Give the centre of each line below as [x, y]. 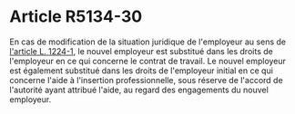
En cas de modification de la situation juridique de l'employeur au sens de [148, 42]
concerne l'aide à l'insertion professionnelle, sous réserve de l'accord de [147, 80]
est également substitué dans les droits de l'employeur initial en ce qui [141, 71]
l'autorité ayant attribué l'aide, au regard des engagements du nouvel [139, 90]
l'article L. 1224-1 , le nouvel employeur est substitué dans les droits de [141, 51]
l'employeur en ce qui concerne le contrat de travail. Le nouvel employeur [148, 61]
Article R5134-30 [76, 17]
